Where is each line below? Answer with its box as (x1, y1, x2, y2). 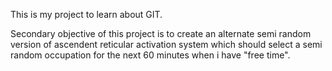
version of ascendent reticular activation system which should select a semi (10, 39, 323, 50)
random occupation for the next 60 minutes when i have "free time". (10, 49, 291, 61)
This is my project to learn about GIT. (10, 9, 163, 20)
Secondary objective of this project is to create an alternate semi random (10, 28, 312, 39)
